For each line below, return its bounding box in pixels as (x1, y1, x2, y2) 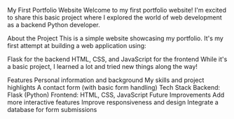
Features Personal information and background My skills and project (7, 76, 205, 84)
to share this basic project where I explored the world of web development (7, 13, 222, 22)
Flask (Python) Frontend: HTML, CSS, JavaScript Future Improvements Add (7, 90, 225, 99)
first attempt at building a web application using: (7, 42, 146, 49)
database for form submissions (7, 106, 97, 113)
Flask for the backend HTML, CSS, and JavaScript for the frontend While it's (7, 55, 228, 63)
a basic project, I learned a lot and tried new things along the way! (7, 63, 198, 70)
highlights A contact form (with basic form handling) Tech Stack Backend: (7, 84, 221, 91)
